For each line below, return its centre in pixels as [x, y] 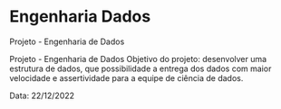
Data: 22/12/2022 [42, 95]
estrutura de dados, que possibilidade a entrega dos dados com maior [140, 68]
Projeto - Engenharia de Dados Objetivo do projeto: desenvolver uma [138, 59]
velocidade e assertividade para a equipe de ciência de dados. [126, 77]
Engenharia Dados [80, 17]
